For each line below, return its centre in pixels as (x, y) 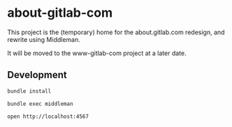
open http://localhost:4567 (48, 117)
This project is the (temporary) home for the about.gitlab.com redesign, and (116, 32)
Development (37, 75)
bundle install (29, 91)
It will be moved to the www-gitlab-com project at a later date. (97, 53)
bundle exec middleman (40, 104)
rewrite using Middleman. (44, 39)
